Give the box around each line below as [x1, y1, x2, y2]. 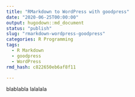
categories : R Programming [6, 36, 73, 42]
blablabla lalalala [6, 86, 47, 93]
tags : [6, 42, 20, 48]
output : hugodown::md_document [6, 20, 84, 26]
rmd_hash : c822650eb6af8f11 [6, 64, 76, 70]
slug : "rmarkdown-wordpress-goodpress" [6, 31, 106, 37]
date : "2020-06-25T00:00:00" [6, 14, 79, 20]
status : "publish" [6, 25, 52, 32]
